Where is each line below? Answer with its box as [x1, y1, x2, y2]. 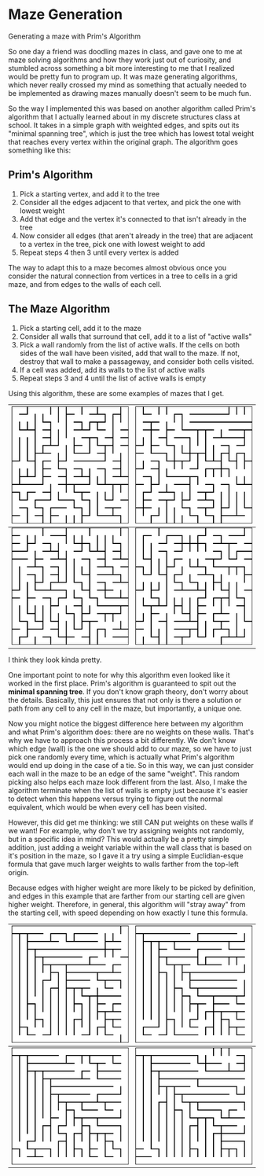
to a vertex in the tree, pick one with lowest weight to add [19, 239, 206, 248]
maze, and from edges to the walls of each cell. [8, 279, 163, 288]
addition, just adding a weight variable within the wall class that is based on [8, 843, 252, 852]
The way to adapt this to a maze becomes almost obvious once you [8, 263, 227, 272]
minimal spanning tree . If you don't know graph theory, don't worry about [8, 686, 249, 696]
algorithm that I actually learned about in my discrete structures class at [8, 112, 240, 121]
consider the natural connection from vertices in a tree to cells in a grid [8, 271, 238, 281]
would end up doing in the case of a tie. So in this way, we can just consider [8, 760, 254, 770]
